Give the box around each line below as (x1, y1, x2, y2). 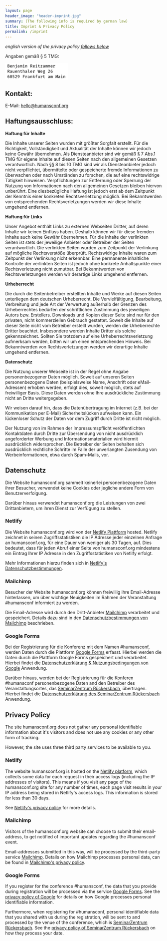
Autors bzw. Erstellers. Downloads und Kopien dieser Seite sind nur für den (5, 312, 160, 318)
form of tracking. (5, 735, 40, 741)
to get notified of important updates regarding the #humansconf (24, 833, 156, 839)
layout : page (5, 8, 32, 13)
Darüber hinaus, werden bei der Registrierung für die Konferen (5, 675, 134, 681)
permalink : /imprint (5, 29, 48, 35)
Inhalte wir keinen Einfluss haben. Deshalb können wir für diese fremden (5, 228, 155, 235)
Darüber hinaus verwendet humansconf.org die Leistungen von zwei (5, 500, 146, 506)
